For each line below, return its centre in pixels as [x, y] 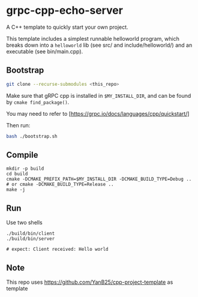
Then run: [18, 125]
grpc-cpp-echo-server [64, 10]
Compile [22, 154]
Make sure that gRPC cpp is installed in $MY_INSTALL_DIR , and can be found [99, 95]
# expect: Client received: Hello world [58, 250]
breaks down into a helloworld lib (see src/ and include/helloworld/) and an [99, 45]
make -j [16, 190]
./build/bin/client [31, 234]
